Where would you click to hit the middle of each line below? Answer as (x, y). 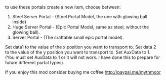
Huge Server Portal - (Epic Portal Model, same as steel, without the (81, 27)
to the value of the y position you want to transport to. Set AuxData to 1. (78, 52)
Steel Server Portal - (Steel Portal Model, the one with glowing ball (80, 16)
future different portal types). (35, 63)
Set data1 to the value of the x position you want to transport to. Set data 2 (81, 47)
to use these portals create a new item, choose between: (63, 7)
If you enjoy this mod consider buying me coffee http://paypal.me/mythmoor (83, 72)
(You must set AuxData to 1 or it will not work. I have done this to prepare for (83, 57)
